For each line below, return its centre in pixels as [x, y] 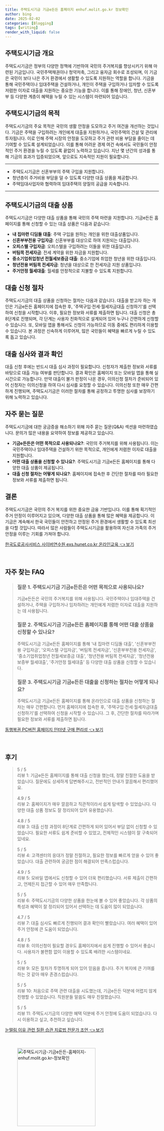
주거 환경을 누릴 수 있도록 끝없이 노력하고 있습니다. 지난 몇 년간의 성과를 [82, 150]
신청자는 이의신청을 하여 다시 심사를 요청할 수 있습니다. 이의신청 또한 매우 [80, 385]
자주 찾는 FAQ [25, 572]
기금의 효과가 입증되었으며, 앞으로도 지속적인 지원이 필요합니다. [70, 156]
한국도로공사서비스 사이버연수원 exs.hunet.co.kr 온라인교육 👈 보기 [70, 544]
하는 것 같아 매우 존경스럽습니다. [48, 974]
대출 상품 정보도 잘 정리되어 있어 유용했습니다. [70, 810]
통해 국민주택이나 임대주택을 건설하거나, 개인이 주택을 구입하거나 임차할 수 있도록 [82, 84]
